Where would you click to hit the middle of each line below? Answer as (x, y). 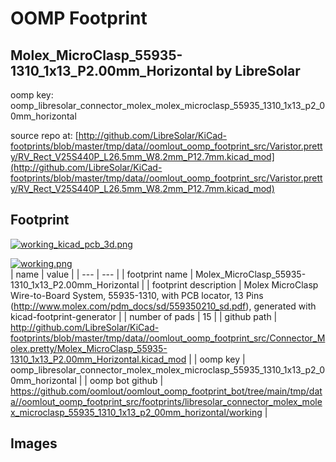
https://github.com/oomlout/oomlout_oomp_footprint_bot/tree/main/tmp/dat (166, 391)
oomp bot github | (126, 380)
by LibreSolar (258, 70)
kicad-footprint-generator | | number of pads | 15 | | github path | (144, 316)
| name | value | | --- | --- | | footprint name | (102, 274)
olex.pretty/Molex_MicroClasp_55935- (89, 348)
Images (34, 443)
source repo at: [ (44, 135)
